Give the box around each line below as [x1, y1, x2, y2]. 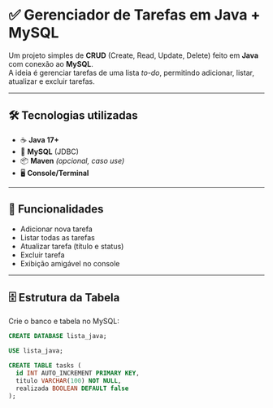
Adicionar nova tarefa [19, 224, 93, 234]
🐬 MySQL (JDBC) [19, 147, 80, 156]
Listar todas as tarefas [19, 232, 95, 242]
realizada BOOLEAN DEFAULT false [15, 384, 129, 393]
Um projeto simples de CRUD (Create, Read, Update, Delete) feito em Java [8, 50, 258, 60]
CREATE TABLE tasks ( [8, 362, 82, 370]
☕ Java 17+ [19, 134, 59, 144]
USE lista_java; [8, 347, 63, 355]
